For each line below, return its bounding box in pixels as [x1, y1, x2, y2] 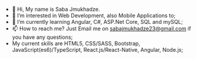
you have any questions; [11, 33, 73, 41]
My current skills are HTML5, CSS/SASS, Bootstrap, [11, 40, 140, 47]
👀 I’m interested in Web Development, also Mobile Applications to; [11, 12, 176, 19]
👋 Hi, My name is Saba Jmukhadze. [11, 6, 101, 13]
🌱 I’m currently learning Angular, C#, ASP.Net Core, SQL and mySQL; [11, 18, 183, 25]
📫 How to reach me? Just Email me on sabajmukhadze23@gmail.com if [11, 25, 192, 32]
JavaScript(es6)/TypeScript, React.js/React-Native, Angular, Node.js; [11, 46, 184, 53]
